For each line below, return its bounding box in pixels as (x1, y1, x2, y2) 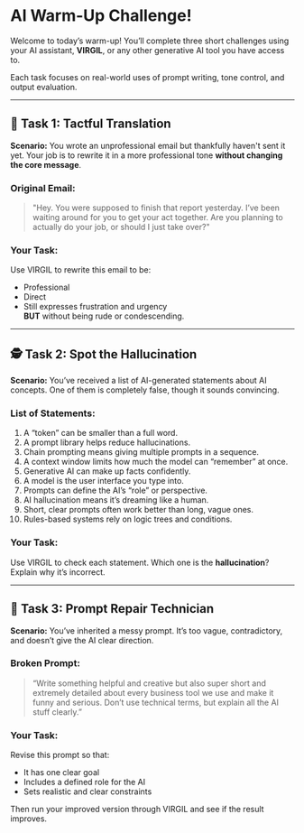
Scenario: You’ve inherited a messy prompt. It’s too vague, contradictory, (10, 625, 283, 636)
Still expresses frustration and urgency (23, 301, 168, 312)
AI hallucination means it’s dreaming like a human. (23, 495, 209, 505)
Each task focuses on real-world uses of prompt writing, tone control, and (10, 71, 285, 82)
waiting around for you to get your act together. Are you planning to (32, 212, 283, 223)
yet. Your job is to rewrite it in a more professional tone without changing (10, 150, 283, 161)
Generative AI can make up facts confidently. (23, 466, 191, 477)
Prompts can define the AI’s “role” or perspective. (23, 485, 208, 496)
